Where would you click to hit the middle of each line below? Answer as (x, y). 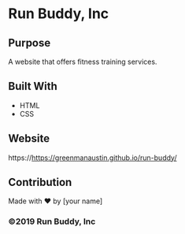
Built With (33, 86)
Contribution (40, 182)
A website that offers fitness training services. (83, 61)
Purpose (30, 43)
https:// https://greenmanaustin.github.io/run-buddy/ (92, 158)
